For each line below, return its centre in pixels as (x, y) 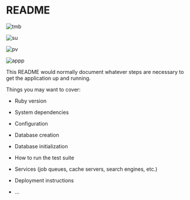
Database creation (37, 135)
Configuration (31, 123)
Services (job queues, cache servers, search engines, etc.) (86, 169)
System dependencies (42, 112)
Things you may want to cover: (43, 89)
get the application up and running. (48, 78)
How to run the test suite (44, 157)
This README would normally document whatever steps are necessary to (95, 72)
